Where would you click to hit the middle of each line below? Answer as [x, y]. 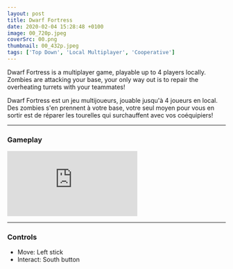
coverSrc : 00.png [32, 40]
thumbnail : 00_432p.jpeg [43, 46]
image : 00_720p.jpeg [37, 33]
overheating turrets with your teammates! [67, 87]
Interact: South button [49, 260]
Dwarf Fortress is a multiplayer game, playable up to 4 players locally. [106, 72]
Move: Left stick [40, 252]
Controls [22, 237]
